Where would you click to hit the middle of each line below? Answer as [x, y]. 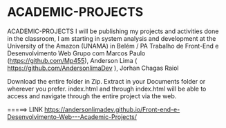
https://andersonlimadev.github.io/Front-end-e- [112, 109]
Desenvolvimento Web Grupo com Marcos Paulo [76, 53]
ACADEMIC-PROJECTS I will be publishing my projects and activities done [113, 31]
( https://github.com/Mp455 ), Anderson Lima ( [72, 60]
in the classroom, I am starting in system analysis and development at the [112, 38]
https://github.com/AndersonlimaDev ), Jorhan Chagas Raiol [93, 68]
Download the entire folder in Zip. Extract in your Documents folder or [106, 81]
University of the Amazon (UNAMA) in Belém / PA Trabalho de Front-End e [113, 46]
